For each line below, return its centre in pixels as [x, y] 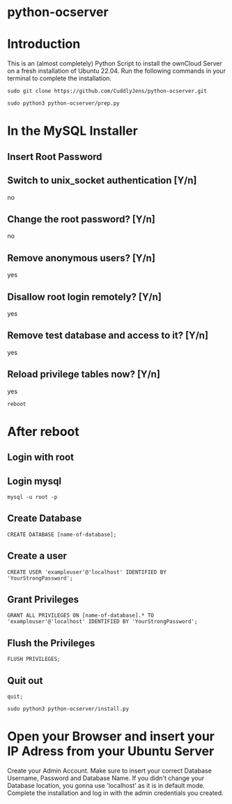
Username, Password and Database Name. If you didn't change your [106, 778]
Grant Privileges [43, 599]
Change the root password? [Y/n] [81, 219]
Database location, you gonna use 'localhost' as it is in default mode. [106, 785]
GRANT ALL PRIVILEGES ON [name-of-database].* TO [81, 615]
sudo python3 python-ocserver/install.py [68, 709]
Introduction [44, 44]
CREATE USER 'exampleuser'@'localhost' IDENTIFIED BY [87, 572]
